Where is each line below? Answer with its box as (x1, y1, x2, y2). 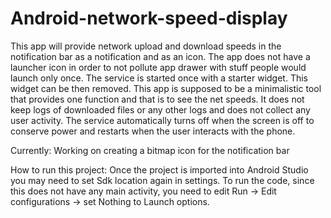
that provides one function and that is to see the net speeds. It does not (10, 93, 305, 105)
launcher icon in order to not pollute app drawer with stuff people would (10, 61, 307, 73)
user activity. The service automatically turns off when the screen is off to (10, 114, 315, 126)
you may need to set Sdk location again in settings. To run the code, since (10, 174, 315, 186)
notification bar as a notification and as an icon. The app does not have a (10, 50, 311, 62)
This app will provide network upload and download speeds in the (10, 40, 282, 52)
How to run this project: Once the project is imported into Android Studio (10, 163, 309, 176)
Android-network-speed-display (10, 7, 288, 30)
